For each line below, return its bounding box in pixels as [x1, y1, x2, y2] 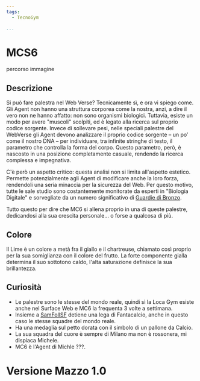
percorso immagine [6, 66, 55, 73]
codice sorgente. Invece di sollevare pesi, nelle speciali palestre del [6, 125, 173, 132]
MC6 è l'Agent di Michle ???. [14, 343, 86, 350]
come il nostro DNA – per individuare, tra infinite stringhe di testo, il [6, 137, 173, 145]
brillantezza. [6, 265, 37, 272]
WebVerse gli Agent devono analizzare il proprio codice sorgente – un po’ [6, 131, 189, 139]
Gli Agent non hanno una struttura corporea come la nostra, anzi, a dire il [6, 105, 187, 113]
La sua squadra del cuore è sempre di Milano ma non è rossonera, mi [14, 330, 187, 338]
